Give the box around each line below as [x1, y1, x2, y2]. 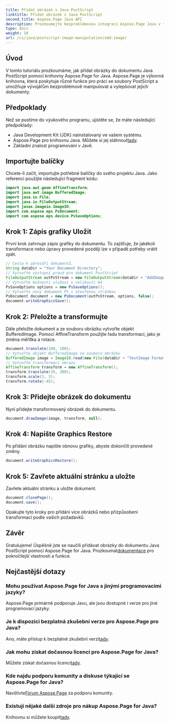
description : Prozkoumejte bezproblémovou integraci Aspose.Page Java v [6, 21, 161, 27]
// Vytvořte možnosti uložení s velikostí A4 [6, 280, 102, 285]
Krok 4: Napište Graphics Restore [6, 430, 112, 438]
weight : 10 [6, 31, 29, 36]
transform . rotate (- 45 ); [6, 379, 56, 384]
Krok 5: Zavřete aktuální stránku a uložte [6, 472, 135, 481]
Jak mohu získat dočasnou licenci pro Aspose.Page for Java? [6, 648, 158, 655]
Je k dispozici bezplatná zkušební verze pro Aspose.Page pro [6, 618, 159, 625]
